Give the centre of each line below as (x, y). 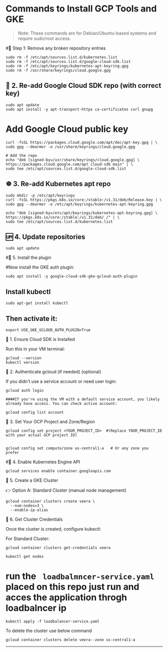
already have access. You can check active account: (62, 403)
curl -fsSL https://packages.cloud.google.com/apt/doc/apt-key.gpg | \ (82, 142)
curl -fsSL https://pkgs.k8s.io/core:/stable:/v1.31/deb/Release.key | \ (84, 200)
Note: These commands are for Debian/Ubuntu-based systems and (87, 33)
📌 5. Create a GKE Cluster (32, 480)
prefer (12, 452)
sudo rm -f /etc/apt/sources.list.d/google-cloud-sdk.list (68, 61)
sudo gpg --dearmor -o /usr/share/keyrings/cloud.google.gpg (71, 147)
